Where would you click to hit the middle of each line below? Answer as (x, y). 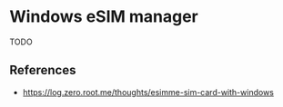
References (43, 70)
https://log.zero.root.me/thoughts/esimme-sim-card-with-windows (148, 92)
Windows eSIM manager (104, 17)
